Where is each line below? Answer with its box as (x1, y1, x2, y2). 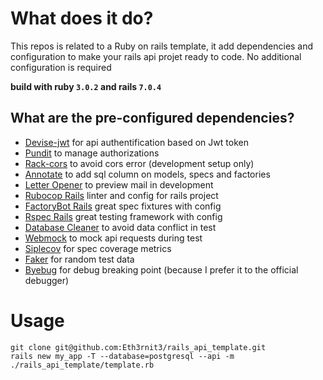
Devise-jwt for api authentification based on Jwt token (24, 136, 249, 148)
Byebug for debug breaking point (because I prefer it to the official (24, 263, 299, 276)
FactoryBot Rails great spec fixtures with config (24, 200, 222, 212)
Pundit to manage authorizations (24, 147, 160, 159)
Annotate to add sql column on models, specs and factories (24, 168, 271, 180)
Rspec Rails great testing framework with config (24, 210, 223, 222)
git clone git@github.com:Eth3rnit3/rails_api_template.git (10, 342, 267, 352)
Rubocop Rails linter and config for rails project (24, 189, 219, 201)
